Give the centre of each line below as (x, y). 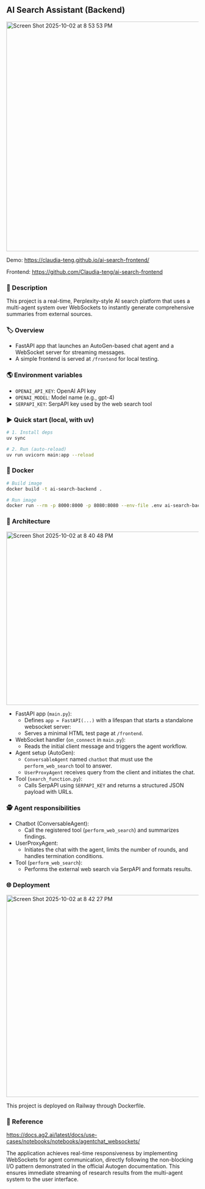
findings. (35, 836)
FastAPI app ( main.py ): (43, 714)
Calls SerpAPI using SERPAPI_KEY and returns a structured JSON (104, 785)
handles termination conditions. (64, 856)
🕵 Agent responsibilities (44, 808)
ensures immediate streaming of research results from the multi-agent (95, 1173)
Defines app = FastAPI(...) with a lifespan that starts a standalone (109, 720)
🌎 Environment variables (45, 375)
